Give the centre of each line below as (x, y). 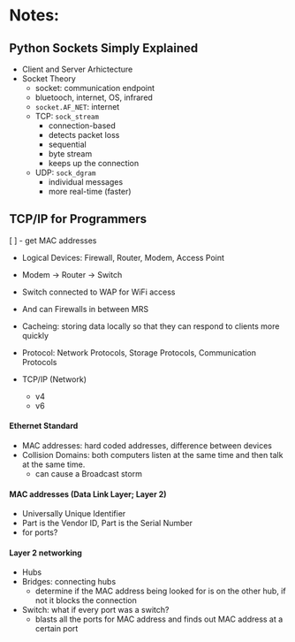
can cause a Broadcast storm (89, 474)
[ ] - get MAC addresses (53, 241)
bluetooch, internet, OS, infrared (94, 97)
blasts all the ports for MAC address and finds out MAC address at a (159, 619)
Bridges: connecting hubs (69, 582)
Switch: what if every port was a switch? (95, 610)
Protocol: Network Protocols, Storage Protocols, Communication (139, 352)
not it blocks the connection (86, 600)
